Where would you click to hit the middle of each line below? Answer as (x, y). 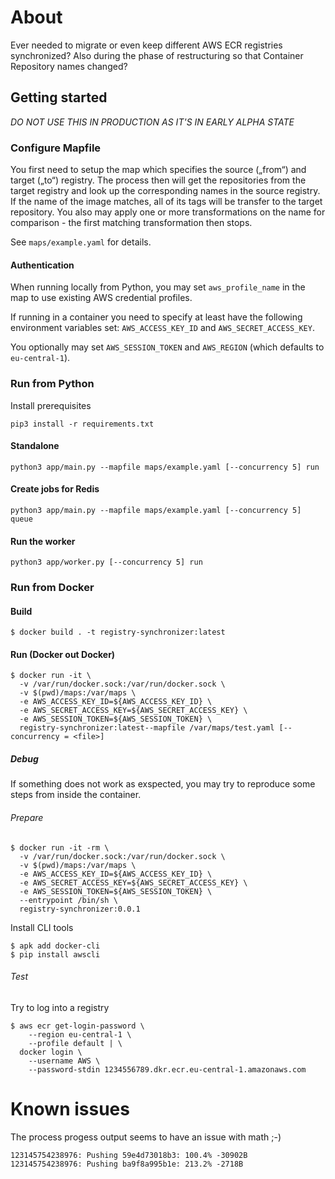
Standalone (35, 446)
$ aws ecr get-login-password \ (77, 1026)
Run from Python (52, 384)
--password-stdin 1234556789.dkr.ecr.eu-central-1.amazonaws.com (167, 1069)
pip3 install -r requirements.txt (82, 424)
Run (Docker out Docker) (63, 654)
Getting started (59, 97)
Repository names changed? (69, 66)
